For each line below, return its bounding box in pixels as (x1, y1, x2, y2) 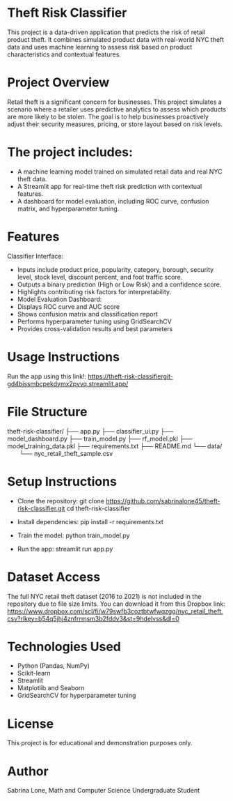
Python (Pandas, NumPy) (17, 662, 90, 670)
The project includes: (7, 144, 134, 160)
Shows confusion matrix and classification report (17, 310, 159, 318)
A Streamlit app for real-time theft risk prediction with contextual (17, 182, 202, 190)
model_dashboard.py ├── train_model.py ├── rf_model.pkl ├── (7, 434, 193, 443)
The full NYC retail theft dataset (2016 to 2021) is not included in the (7, 592, 202, 600)
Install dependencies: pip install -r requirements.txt (17, 517, 163, 526)
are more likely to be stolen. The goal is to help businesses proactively (7, 112, 209, 121)
